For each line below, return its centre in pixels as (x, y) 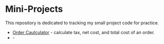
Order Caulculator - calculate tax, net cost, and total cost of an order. (83, 32)
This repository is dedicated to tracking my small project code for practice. (82, 23)
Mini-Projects (34, 9)
